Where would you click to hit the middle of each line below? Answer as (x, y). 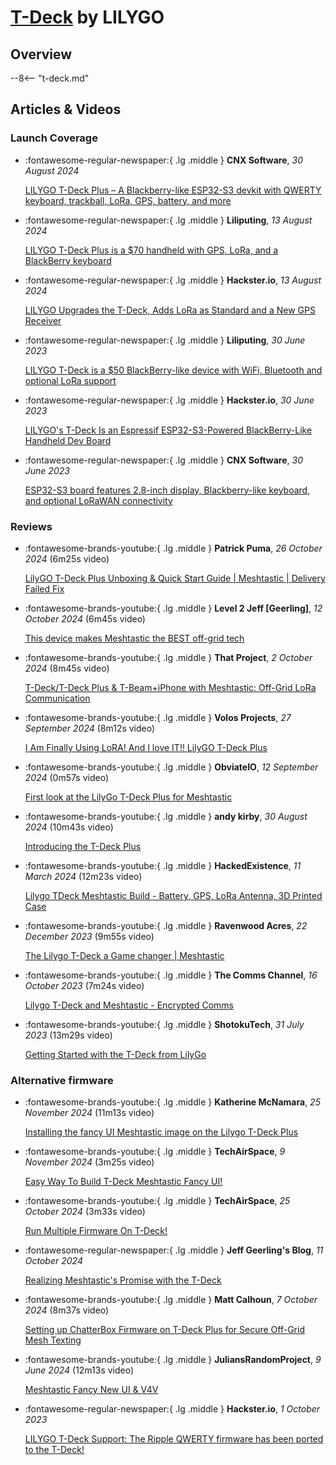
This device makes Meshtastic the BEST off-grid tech (134, 638)
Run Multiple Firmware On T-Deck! (96, 1231)
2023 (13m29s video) (68, 1035)
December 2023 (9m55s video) (89, 936)
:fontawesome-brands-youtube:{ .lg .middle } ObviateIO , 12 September (171, 767)
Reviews (31, 526)
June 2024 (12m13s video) (79, 1370)
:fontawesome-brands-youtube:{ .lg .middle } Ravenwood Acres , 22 (166, 925)
